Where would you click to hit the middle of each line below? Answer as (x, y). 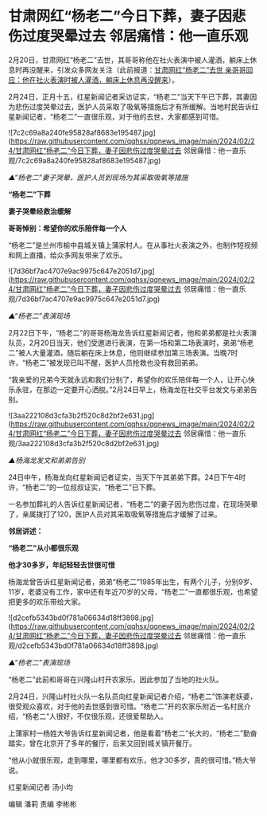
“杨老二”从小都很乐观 (44, 547)
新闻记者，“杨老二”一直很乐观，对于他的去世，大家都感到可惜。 (119, 116)
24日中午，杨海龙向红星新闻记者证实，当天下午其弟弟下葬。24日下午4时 (127, 477)
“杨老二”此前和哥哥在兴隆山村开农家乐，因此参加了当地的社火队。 (116, 679)
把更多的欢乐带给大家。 (46, 602)
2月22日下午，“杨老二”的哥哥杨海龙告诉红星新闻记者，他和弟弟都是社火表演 (132, 332)
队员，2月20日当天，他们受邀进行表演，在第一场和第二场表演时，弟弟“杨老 (131, 343)
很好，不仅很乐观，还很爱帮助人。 (112, 716)
